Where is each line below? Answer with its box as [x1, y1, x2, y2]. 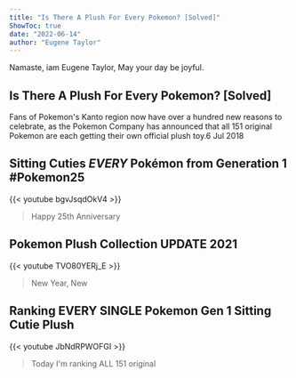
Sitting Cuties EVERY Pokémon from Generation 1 [9, 157, 287, 172]
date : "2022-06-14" [9, 29, 82, 38]
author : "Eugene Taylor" [9, 37, 101, 47]
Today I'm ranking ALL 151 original [30, 358, 156, 369]
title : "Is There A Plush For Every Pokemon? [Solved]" [9, 12, 220, 22]
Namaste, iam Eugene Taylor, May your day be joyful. [9, 62, 204, 73]
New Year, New [30, 277, 88, 288]
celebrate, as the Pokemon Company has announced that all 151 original [9, 121, 273, 132]
